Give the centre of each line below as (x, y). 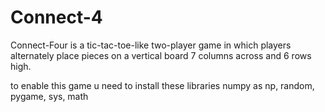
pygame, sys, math (49, 96)
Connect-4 (56, 17)
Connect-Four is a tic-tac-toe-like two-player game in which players (151, 45)
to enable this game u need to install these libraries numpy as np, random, (162, 85)
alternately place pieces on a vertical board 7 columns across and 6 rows (161, 55)
